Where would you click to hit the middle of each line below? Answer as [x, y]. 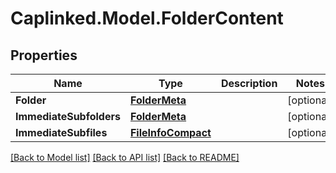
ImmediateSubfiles [61, 132]
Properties [44, 55]
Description [249, 83]
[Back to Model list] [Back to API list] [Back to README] [125, 157]
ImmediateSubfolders [68, 116]
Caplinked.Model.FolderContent [147, 18]
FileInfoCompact [170, 132]
